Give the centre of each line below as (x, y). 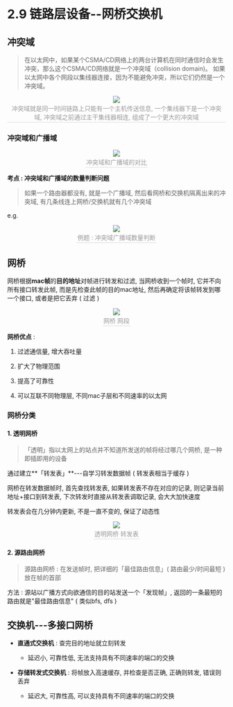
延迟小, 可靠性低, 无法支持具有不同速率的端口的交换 (101, 658)
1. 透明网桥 (23, 433)
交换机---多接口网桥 (50, 625)
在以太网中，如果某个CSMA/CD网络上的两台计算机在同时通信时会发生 (124, 60)
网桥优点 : (21, 337)
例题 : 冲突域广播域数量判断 (116, 238)
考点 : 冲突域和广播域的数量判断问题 (58, 178)
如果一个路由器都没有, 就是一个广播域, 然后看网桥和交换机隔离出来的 (122, 193)
